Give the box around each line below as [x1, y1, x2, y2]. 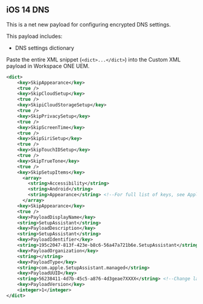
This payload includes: [6, 33, 63, 40]
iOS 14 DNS [6, 5, 50, 15]
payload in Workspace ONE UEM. [6, 62, 90, 69]
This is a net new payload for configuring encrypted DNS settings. [6, 21, 171, 28]
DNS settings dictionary [14, 44, 74, 51]
